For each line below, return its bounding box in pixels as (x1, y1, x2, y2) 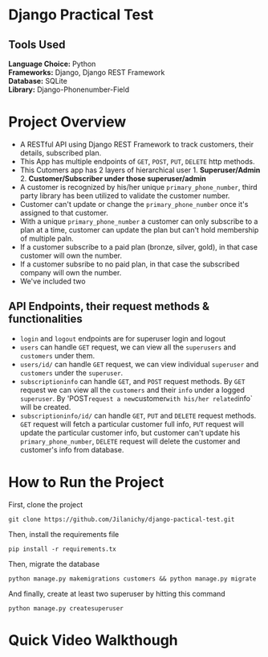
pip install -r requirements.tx (8, 545, 116, 553)
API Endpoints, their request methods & (8, 300, 210, 313)
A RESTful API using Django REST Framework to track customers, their (19, 139, 254, 149)
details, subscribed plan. (19, 147, 102, 158)
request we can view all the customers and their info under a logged (19, 385, 245, 395)
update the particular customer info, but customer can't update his (19, 428, 241, 437)
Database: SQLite (8, 76, 68, 85)
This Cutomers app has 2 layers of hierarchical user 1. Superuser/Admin (19, 165, 261, 175)
